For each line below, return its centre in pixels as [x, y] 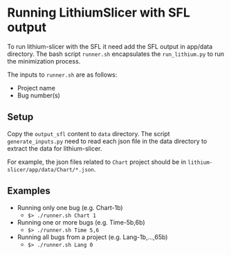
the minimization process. [44, 61]
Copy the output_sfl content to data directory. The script [89, 133]
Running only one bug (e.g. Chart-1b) [70, 207]
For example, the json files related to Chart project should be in [97, 162]
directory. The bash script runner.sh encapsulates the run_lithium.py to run [116, 54]
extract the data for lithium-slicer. [55, 148]
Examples [29, 191]
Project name [36, 88]
